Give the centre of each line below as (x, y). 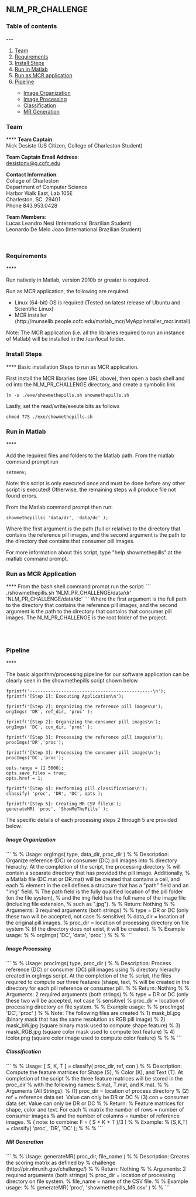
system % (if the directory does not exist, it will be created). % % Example (96, 929)
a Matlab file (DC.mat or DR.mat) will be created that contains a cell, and (93, 879)
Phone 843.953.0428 (32, 205)
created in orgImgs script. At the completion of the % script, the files (89, 976)
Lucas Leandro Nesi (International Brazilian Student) (69, 223)
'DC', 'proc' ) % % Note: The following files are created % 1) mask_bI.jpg (93, 1013)
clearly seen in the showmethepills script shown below (72, 681)
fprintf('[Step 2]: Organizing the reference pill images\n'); (85, 707)
